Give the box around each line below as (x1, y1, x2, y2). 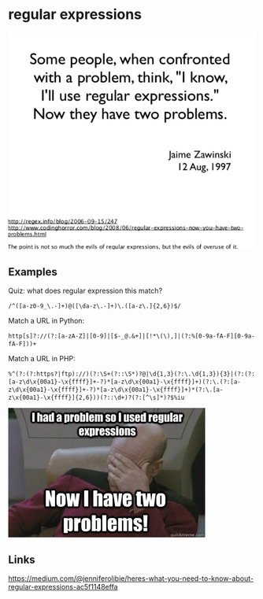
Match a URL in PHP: (8, 354, 76, 364)
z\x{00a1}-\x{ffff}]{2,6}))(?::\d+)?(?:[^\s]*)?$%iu (8, 394, 185, 402)
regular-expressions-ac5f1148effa (8, 582, 118, 592)
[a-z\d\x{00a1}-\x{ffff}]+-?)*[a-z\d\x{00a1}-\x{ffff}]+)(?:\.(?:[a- (8, 378, 242, 386)
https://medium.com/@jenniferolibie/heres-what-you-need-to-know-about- (8, 574, 254, 583)
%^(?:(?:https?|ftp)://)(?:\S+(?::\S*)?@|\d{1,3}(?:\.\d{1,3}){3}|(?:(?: (8, 370, 256, 379)
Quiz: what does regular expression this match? (8, 286, 163, 296)
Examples (8, 265, 57, 279)
